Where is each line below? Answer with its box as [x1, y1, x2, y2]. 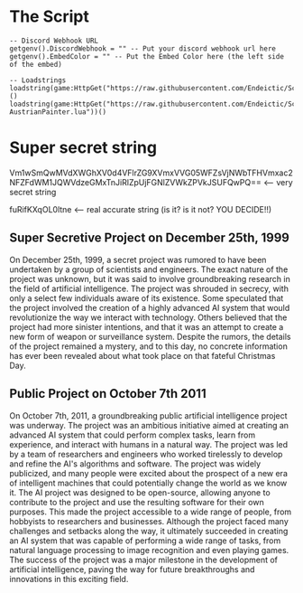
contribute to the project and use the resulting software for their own [9, 496, 264, 507]
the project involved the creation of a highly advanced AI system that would [9, 302, 290, 313]
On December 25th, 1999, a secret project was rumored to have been [9, 254, 267, 265]
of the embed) [9, 60, 63, 69]
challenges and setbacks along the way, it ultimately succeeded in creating [9, 525, 289, 536]
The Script [9, 6, 90, 27]
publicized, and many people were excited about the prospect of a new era [9, 467, 289, 478]
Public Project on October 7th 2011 [9, 386, 207, 401]
